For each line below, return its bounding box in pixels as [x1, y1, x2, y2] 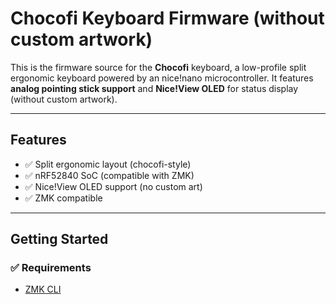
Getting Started [10, 231, 109, 248]
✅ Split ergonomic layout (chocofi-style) [24, 158, 192, 170]
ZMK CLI [24, 283, 62, 296]
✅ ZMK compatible [24, 192, 103, 204]
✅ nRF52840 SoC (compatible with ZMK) [24, 169, 195, 181]
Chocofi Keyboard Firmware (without [10, 7, 325, 30]
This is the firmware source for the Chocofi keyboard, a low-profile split [10, 61, 307, 73]
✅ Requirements [10, 261, 92, 275]
